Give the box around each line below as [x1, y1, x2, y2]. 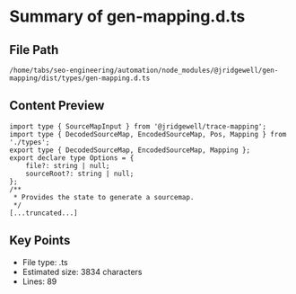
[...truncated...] [9, 209, 78, 218]
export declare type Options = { [9, 153, 135, 163]
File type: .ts [22, 256, 69, 267]
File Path [9, 42, 59, 58]
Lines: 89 [22, 276, 57, 287]
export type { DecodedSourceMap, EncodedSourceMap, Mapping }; [9, 146, 251, 155]
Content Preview [9, 98, 105, 113]
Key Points [9, 233, 71, 248]
